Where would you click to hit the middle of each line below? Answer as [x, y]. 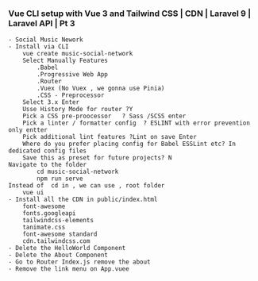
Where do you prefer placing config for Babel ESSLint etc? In [129, 144]
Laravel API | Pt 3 [42, 23]
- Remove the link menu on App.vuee [69, 269]
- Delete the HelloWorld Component [67, 248]
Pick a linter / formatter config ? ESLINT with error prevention [136, 123]
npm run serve [60, 179]
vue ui [33, 193]
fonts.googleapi [50, 214]
